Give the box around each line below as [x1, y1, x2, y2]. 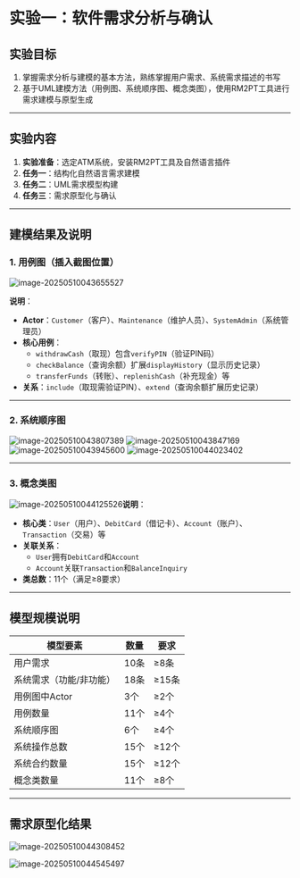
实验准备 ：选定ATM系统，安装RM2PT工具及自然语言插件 [21, 156, 231, 167]
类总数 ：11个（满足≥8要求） [21, 573, 126, 585]
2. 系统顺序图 [9, 414, 66, 427]
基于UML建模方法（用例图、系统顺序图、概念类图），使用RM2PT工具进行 [21, 83, 290, 94]
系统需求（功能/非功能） [13, 673, 116, 686]
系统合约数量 [13, 757, 69, 769]
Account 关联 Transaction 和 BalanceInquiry [35, 563, 187, 573]
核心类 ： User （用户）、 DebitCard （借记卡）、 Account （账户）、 [21, 518, 247, 529]
